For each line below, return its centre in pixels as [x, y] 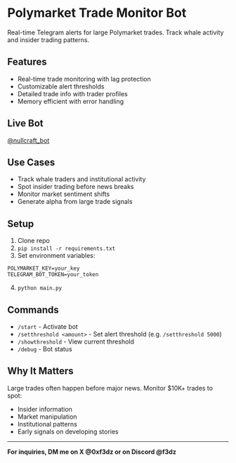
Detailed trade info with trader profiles [72, 93]
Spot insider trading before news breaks [76, 187]
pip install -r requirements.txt [66, 249]
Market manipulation [47, 417]
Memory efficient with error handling [71, 101]
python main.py [40, 288]
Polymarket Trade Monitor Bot [97, 13]
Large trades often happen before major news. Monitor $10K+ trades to [110, 388]
